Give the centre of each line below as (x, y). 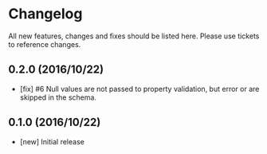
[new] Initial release (52, 141)
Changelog (45, 14)
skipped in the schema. (58, 97)
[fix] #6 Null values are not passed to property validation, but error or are (139, 89)
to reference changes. (45, 44)
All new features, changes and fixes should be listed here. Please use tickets (134, 36)
